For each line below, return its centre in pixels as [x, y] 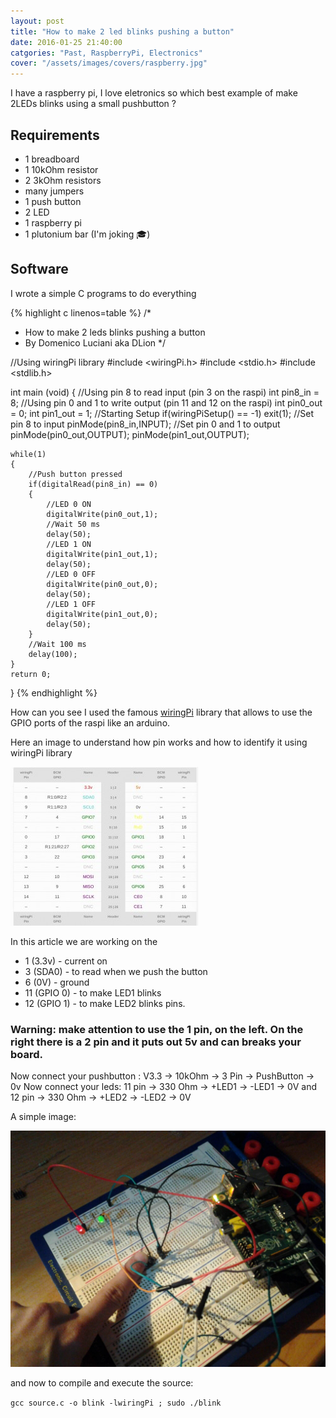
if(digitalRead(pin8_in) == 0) [93, 484]
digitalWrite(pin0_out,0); [102, 584]
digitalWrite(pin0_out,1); [102, 514]
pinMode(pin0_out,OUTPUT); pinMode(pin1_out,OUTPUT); [130, 434]
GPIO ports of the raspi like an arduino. [90, 722]
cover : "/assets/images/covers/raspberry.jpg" [109, 63]
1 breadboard [52, 159]
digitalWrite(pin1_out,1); [102, 554]
